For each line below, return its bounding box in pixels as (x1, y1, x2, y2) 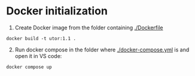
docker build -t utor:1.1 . (6, 35, 77, 41)
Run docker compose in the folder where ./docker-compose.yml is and (14, 46, 190, 53)
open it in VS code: (14, 52, 62, 59)
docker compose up (6, 64, 52, 70)
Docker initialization (6, 4, 108, 18)
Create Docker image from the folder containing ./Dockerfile (14, 24, 163, 31)
